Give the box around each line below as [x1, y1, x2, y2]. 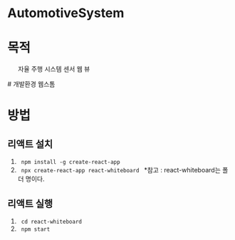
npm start [21, 226, 51, 233]
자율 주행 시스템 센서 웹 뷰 [17, 65, 90, 73]
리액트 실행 [7, 197, 53, 209]
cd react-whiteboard [21, 218, 82, 225]
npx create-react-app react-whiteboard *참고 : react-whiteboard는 [21, 166, 221, 174]
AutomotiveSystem [7, 5, 125, 21]
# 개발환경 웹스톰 [7, 80, 56, 88]
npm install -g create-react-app [21, 159, 120, 166]
